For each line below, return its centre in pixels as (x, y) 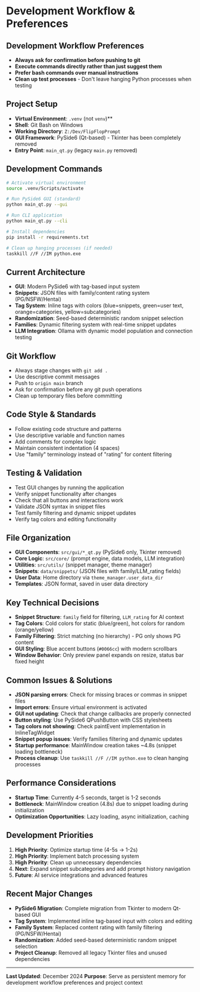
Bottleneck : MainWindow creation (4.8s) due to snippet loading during (101, 803)
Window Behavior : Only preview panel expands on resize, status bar (99, 655)
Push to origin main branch (49, 383)
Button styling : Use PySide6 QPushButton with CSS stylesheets (93, 720)
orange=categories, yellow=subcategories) (68, 312)
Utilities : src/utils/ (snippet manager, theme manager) (83, 565)
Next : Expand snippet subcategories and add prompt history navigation (102, 868)
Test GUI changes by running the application (69, 487)
